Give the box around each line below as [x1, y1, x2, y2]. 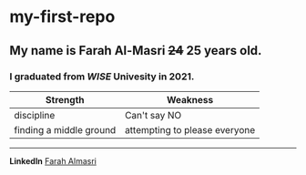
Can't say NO [124, 108, 182, 121]
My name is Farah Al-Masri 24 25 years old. [9, 43, 262, 58]
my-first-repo [9, 6, 116, 27]
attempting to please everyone [124, 123, 256, 136]
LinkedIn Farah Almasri [9, 155, 97, 166]
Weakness [167, 93, 214, 106]
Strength [45, 93, 85, 106]
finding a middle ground [14, 123, 117, 136]
